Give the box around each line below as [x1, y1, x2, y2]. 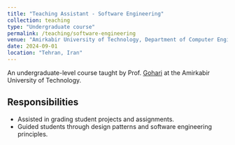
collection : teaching [7, 17, 71, 24]
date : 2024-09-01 [7, 43, 58, 50]
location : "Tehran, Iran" [7, 50, 83, 57]
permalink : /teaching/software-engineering [7, 29, 136, 37]
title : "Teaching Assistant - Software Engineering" [7, 10, 164, 18]
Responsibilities [7, 96, 79, 109]
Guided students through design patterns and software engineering [17, 122, 212, 130]
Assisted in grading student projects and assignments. [17, 115, 175, 123]
